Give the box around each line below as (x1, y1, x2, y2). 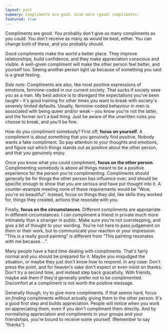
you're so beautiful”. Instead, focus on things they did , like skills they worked (5, 191, 163, 198)
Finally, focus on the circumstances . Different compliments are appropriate (5, 206, 161, 213)
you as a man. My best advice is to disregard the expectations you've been (5, 92, 160, 98)
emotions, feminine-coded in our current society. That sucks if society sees (5, 87, 161, 93)
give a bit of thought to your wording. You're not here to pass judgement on (5, 222, 161, 228)
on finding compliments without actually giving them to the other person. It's (5, 295, 162, 301)
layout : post (5, 7, 32, 13)
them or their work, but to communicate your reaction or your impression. (5, 228, 156, 234)
